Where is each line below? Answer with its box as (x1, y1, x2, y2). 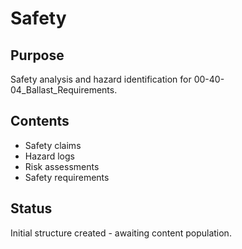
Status (10, 200, 53, 217)
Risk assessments (24, 160, 100, 172)
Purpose (10, 47, 65, 64)
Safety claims (24, 139, 82, 151)
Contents (10, 113, 70, 130)
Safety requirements (24, 171, 110, 183)
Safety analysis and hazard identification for (10, 73, 192, 85)
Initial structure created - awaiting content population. (10, 227, 232, 239)
